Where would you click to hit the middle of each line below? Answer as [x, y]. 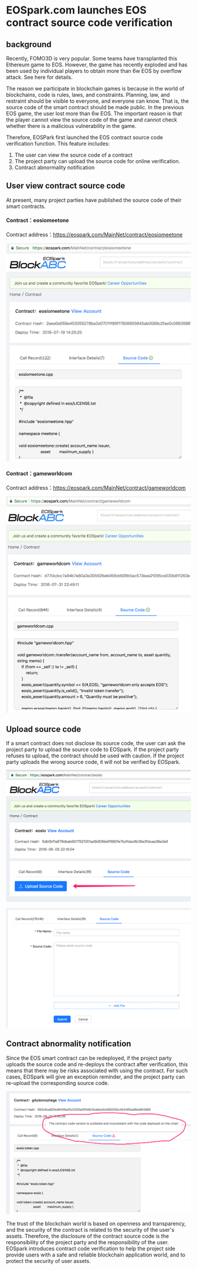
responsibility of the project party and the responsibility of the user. [87, 1242]
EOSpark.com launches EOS [76, 10]
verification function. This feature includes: [58, 144]
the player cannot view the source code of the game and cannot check [92, 120]
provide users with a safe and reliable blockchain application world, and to [96, 1255]
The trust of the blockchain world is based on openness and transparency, [96, 1224]
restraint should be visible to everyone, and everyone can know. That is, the [98, 101]
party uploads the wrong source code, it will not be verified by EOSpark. [93, 762]
